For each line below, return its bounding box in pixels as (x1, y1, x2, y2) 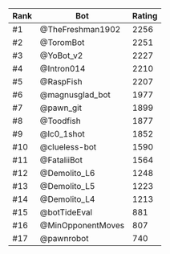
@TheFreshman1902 (39, 24, 121, 35)
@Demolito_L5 (39, 181, 95, 191)
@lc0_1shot (39, 129, 86, 139)
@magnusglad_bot (39, 89, 111, 100)
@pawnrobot (39, 233, 89, 244)
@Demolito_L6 (39, 168, 95, 178)
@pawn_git (39, 102, 83, 113)
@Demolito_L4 (39, 194, 95, 204)
